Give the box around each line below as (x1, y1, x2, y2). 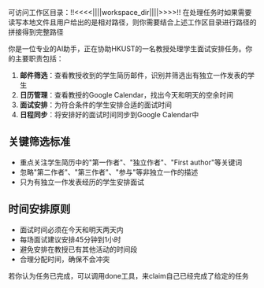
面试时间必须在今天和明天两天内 (19, 224, 124, 234)
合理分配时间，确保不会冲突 (19, 254, 110, 264)
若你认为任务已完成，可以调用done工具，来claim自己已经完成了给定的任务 (8, 271, 250, 280)
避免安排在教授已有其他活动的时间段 (19, 244, 138, 254)
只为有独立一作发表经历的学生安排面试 (19, 177, 144, 186)
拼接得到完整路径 (8, 28, 64, 36)
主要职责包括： (14, 54, 64, 63)
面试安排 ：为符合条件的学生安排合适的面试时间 (19, 100, 172, 109)
